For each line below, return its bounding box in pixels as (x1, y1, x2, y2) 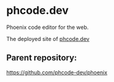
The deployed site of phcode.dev (6, 35, 90, 42)
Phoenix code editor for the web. (6, 24, 89, 31)
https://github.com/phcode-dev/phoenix (6, 69, 108, 76)
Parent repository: (6, 52, 77, 63)
